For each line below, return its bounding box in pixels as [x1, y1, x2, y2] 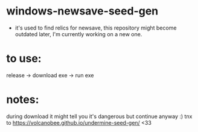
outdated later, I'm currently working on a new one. [14, 30, 142, 37]
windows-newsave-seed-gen [6, 4, 159, 18]
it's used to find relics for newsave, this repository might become [14, 24, 177, 31]
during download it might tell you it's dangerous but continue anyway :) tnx [6, 113, 193, 120]
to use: [6, 52, 42, 66]
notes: [6, 93, 39, 107]
